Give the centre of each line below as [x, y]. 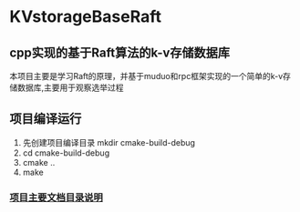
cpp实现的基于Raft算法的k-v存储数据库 [120, 52]
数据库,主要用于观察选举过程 [71, 87]
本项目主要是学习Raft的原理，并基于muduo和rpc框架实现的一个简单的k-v [146, 76]
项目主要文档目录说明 [56, 197]
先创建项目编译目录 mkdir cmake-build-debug [109, 142]
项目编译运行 [46, 119]
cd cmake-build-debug [66, 153]
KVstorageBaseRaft [86, 17]
